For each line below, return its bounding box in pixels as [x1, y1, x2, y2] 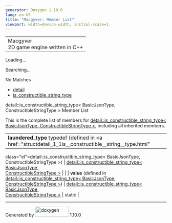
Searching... [5, 67, 31, 73]
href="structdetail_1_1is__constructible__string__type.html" [8, 141, 150, 148]
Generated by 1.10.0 [5, 212, 81, 218]
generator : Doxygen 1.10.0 [5, 7, 63, 13]
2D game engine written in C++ [8, 44, 83, 51]
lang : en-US [5, 12, 31, 17]
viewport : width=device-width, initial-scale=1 [5, 21, 109, 27]
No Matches [5, 77, 31, 83]
